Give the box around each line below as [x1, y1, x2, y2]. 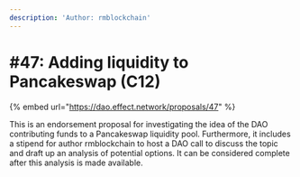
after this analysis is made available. [9, 157, 144, 168]
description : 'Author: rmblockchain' [9, 13, 151, 23]
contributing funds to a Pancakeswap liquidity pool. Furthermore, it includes [9, 128, 291, 139]
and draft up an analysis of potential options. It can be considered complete [9, 147, 290, 158]
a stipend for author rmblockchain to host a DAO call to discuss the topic [9, 137, 279, 149]
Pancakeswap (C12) [9, 71, 161, 91]
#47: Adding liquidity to [9, 51, 189, 72]
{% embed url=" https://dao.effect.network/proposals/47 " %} [9, 101, 236, 112]
